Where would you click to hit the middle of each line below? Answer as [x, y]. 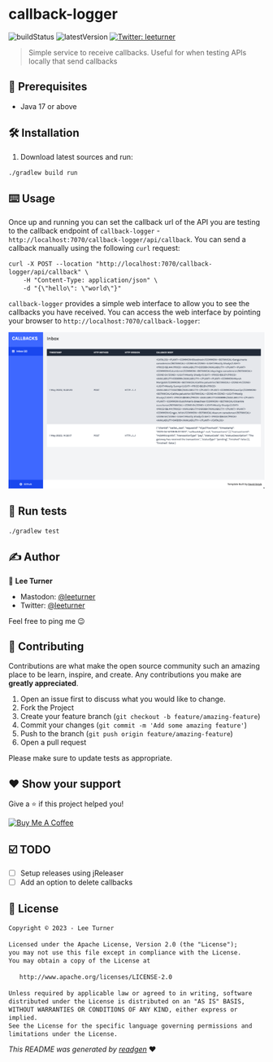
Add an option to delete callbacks [76, 882]
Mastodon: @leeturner [58, 596]
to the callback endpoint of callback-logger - [84, 231]
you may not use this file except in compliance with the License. [125, 953]
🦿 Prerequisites [48, 87]
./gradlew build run [43, 173]
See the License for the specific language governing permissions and [130, 1026]
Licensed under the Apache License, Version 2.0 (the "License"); [123, 945]
